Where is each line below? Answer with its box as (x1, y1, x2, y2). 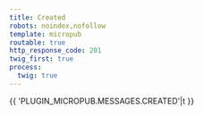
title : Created (9, 12, 66, 22)
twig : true (17, 71, 58, 80)
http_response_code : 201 (9, 46, 102, 55)
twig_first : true (9, 54, 74, 63)
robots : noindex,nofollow (9, 21, 106, 30)
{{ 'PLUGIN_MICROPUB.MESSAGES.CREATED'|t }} (9, 95, 195, 106)
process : (9, 63, 42, 72)
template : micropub (9, 29, 82, 38)
